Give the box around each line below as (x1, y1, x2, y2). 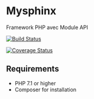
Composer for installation (14, 86, 77, 93)
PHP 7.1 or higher (14, 79, 56, 87)
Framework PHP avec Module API (6, 24, 89, 31)
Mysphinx (6, 4, 57, 18)
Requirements (6, 64, 59, 74)
